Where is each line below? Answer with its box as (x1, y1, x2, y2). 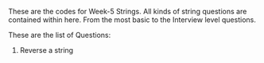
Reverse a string (19, 46, 74, 54)
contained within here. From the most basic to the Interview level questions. (8, 15, 256, 24)
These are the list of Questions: (8, 31, 111, 39)
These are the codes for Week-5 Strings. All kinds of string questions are (8, 7, 247, 16)
